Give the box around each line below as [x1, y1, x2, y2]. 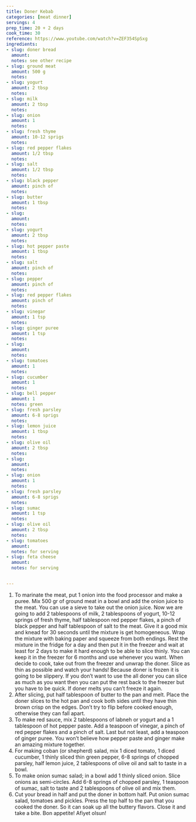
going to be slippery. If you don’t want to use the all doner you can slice [14, 672, 187, 679]
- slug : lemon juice [6, 423, 57, 429]
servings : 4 [6, 19, 35, 25]
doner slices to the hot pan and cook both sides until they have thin [14, 697, 177, 704]
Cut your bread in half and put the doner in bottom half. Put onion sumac [14, 790, 190, 798]
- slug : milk [6, 96, 38, 102]
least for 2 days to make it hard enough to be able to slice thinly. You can [14, 647, 190, 654]
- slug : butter [6, 194, 43, 200]
